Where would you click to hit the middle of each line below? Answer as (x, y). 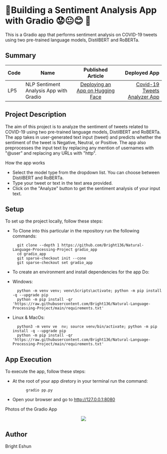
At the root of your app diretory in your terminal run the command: (80, 381)
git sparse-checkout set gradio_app (55, 263)
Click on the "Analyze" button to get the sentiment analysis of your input (86, 188)
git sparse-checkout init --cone (52, 258)
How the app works (25, 163)
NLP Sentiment (43, 84)
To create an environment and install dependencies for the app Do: (81, 272)
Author (16, 434)
